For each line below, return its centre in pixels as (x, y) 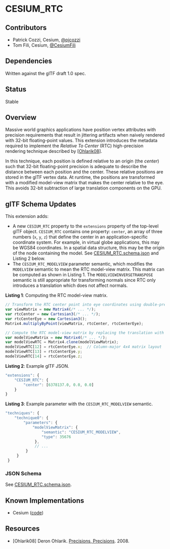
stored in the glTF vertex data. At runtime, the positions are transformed (80, 177)
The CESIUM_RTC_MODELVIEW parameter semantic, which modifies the (82, 264)
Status (16, 89)
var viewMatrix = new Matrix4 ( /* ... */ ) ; (51, 310)
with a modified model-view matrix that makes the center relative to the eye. (85, 183)
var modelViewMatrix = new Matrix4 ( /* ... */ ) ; (56, 337)
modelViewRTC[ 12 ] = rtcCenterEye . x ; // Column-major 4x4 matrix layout (83, 347)
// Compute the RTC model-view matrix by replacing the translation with (85, 333)
